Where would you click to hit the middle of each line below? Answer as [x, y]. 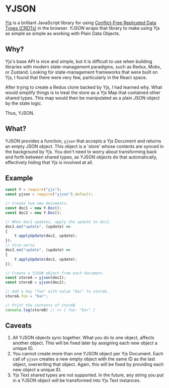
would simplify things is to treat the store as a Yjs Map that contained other [83, 92]
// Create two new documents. [37, 204]
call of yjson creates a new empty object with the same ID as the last [84, 359]
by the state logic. [24, 103]
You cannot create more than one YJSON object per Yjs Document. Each [88, 354]
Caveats [18, 326]
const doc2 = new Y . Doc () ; [33, 213]
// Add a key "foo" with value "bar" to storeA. [57, 292]
